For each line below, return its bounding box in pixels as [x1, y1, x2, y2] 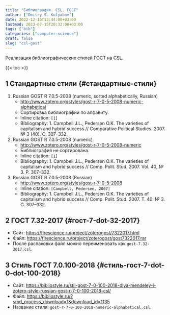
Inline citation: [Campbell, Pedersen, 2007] [20, 185, 110, 191]
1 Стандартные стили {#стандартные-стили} [5, 80, 157, 88]
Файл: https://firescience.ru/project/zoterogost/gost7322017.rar [12, 235, 147, 241]
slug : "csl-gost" [5, 41, 42, 46]
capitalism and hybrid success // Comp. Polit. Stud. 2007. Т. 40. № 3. [20, 196, 165, 202]
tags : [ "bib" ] [5, 27, 36, 32]
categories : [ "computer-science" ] [5, 31, 79, 36]
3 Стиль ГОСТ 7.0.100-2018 [5, 261, 95, 270]
